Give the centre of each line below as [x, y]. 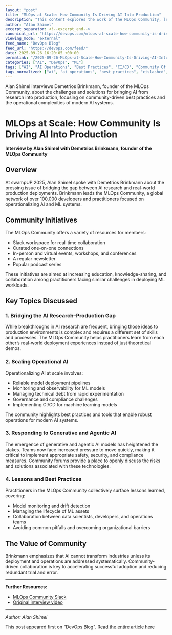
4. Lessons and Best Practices [44, 479]
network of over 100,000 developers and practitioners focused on [75, 199]
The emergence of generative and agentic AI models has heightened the [82, 444]
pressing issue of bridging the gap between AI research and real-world [80, 188]
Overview [21, 170]
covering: [15, 496]
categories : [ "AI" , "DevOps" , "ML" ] [44, 62]
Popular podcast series [37, 264]
